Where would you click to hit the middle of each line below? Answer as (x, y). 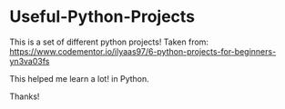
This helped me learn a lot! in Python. (80, 78)
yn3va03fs (30, 61)
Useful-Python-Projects (102, 17)
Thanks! (25, 96)
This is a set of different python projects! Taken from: (109, 42)
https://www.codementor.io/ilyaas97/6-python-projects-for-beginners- (143, 51)
